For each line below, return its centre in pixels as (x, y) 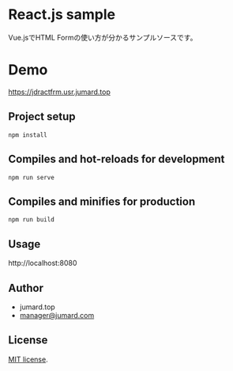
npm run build (32, 220)
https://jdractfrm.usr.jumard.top (59, 92)
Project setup (42, 117)
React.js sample (62, 15)
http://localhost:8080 (43, 263)
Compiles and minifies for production (102, 201)
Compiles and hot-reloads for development (116, 159)
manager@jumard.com (57, 315)
